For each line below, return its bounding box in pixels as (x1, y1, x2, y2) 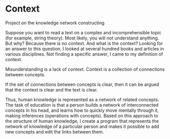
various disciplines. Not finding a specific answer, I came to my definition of (5, 51, 163, 57)
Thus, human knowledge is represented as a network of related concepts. (5, 97, 159, 103)
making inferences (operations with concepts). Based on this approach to (5, 112, 158, 119)
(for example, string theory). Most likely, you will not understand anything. (5, 35, 159, 41)
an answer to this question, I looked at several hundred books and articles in (5, 45, 164, 52)
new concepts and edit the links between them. (5, 128, 104, 134)
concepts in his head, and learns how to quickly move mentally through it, (5, 107, 159, 113)
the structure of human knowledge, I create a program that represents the (5, 118, 159, 124)
